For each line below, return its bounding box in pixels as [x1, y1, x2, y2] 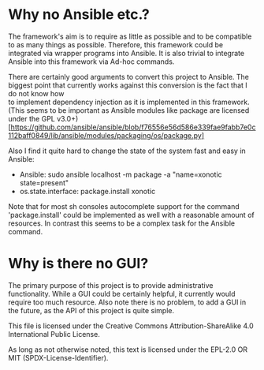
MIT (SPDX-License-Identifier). [8, 353, 109, 362]
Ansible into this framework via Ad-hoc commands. [8, 57, 175, 66]
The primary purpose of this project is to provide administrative [8, 280, 214, 290]
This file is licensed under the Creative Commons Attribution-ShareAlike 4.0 [8, 321, 254, 331]
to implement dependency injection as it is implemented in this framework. [8, 97, 250, 107]
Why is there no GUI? [8, 255, 149, 273]
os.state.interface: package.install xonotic [19, 186, 156, 196]
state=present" [19, 178, 69, 187]
